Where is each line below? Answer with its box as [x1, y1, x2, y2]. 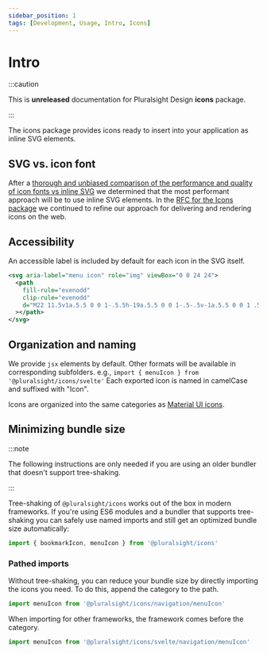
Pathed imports [8, 558, 69, 569]
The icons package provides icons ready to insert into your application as [8, 126, 249, 135]
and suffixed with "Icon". [8, 385, 89, 393]
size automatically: [8, 524, 70, 533]
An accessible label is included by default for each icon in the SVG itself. [8, 256, 245, 266]
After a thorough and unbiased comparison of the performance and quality [8, 178, 253, 188]
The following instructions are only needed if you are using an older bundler [8, 459, 257, 469]
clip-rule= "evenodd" [22, 293, 91, 302]
